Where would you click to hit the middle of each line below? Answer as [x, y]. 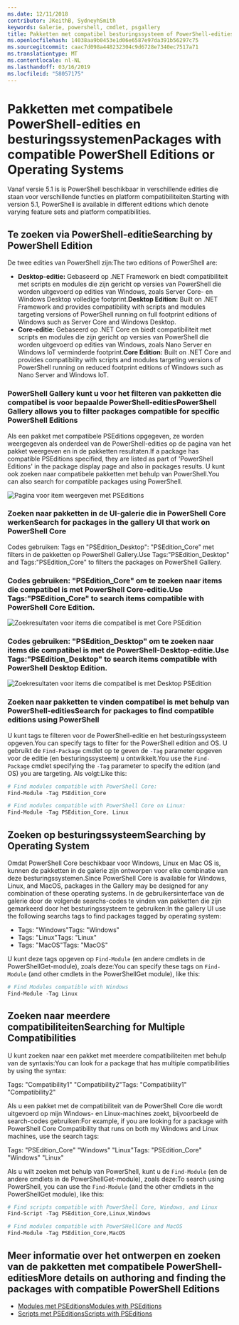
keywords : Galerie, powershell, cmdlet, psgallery [84, 27]
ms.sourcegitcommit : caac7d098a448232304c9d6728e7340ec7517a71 [103, 47]
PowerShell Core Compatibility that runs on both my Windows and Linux [113, 1128]
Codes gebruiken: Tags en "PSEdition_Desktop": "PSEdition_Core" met [111, 547]
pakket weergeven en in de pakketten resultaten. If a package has [103, 451]
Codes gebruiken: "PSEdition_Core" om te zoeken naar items [115, 580]
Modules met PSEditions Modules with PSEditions [90, 1306]
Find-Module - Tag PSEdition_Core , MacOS [67, 1233]
